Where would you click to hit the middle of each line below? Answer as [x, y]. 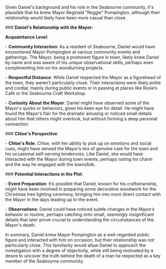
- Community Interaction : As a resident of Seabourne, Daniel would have [80, 46]
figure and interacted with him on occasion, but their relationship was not [80, 240]
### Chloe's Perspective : [32, 134]
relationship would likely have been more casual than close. [66, 18]
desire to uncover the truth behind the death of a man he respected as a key [83, 256]
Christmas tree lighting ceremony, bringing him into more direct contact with [83, 194]
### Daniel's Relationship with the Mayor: [49, 27]
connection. [17, 124]
